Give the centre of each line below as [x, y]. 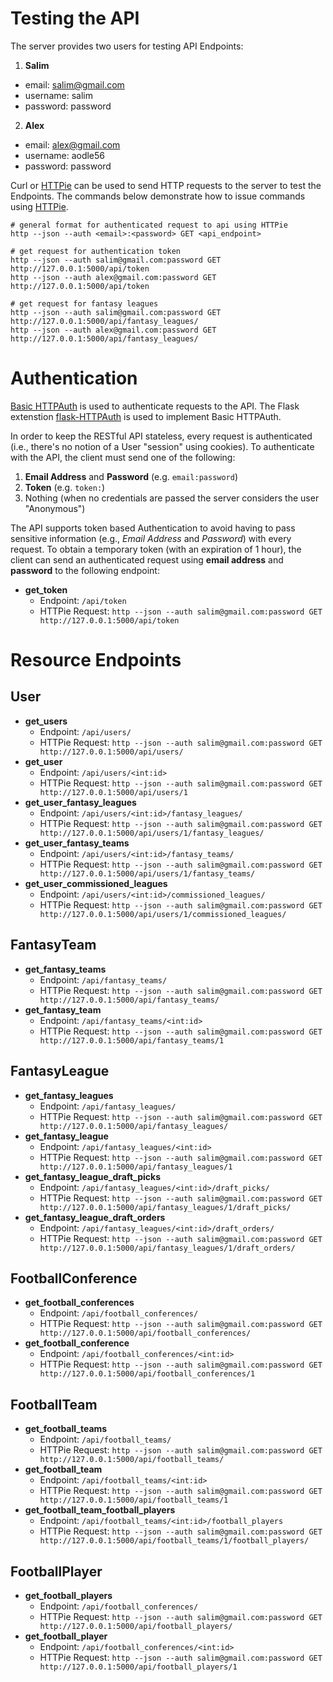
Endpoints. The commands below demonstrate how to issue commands [158, 196]
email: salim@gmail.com [74, 84]
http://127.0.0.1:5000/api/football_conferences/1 [147, 1374]
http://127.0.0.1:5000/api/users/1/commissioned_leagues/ [163, 914]
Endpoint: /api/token [83, 600]
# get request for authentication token [96, 251]
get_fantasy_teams [65, 969]
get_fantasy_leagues [69, 1095]
